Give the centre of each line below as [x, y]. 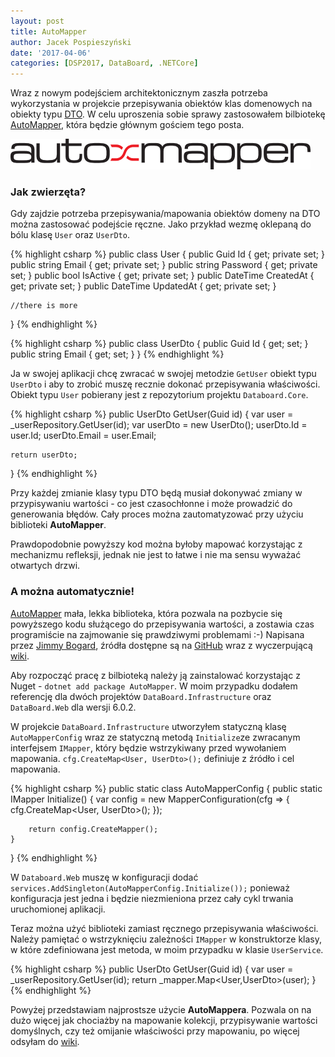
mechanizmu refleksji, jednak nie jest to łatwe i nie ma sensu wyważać [156, 555]
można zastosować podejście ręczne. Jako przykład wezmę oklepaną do [161, 224]
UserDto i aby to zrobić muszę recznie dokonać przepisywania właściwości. [165, 384]
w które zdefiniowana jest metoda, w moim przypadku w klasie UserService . [167, 949]
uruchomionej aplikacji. [58, 909]
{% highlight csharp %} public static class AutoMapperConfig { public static [166, 788]
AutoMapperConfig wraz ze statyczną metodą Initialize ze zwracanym [155, 737]
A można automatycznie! [72, 592]
